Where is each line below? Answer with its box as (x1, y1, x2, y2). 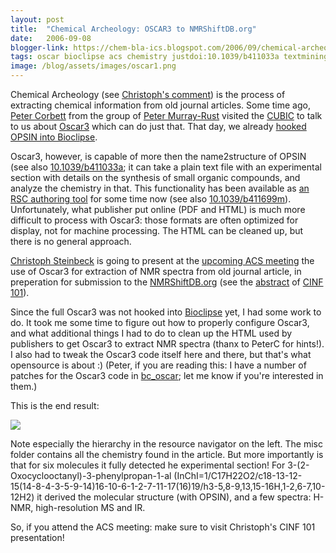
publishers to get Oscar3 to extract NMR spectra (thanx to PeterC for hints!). (10, 338, 325, 350)
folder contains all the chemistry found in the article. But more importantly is (10, 449, 324, 460)
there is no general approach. (10, 236, 132, 247)
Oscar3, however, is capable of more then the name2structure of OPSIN (10, 151, 307, 162)
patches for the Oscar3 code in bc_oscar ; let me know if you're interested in (10, 370, 324, 381)
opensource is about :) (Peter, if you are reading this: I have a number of (10, 359, 307, 371)
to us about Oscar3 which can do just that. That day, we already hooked (10, 121, 307, 132)
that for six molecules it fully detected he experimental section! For (10, 459, 286, 471)
